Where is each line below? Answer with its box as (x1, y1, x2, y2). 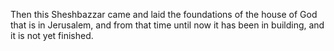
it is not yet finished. (10, 30, 94, 41)
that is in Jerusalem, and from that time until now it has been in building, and (10, 19, 325, 31)
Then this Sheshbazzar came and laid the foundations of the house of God (10, 9, 318, 20)
